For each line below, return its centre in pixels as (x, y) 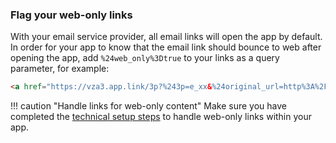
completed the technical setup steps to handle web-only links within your (161, 117)
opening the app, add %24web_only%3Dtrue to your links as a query (145, 58)
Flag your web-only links (71, 15)
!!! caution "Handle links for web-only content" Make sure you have (148, 106)
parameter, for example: (60, 69)
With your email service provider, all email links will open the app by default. (166, 37)
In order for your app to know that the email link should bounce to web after (166, 47)
